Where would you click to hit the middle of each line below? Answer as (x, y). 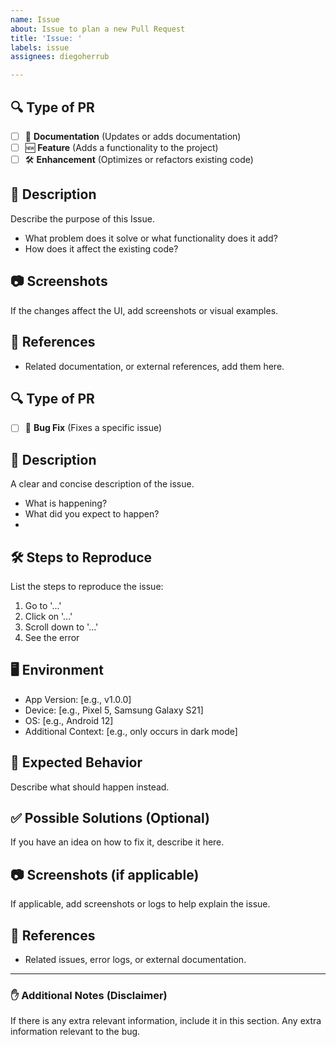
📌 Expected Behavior (76, 762)
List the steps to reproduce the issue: (87, 586)
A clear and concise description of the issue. (102, 484)
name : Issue (35, 19)
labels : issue (40, 47)
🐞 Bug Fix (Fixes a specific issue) (93, 428)
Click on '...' (48, 616)
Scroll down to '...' (61, 627)
